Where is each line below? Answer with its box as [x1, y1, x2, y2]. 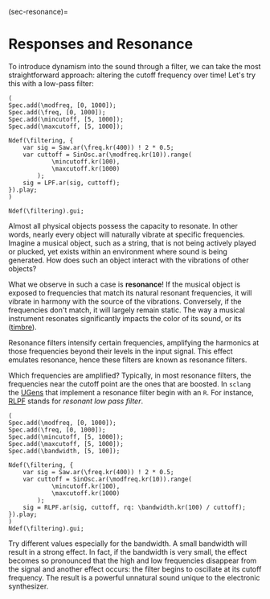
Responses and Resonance [8, 35, 194, 53]
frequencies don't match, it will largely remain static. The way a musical [8, 305, 245, 315]
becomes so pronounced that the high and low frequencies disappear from [8, 556, 257, 565]
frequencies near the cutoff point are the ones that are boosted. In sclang [8, 378, 252, 389]
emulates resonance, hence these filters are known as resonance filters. [8, 354, 247, 365]
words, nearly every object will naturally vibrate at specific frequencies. [8, 229, 245, 239]
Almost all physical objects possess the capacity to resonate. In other [8, 221, 239, 230]
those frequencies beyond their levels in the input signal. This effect [8, 346, 233, 356]
